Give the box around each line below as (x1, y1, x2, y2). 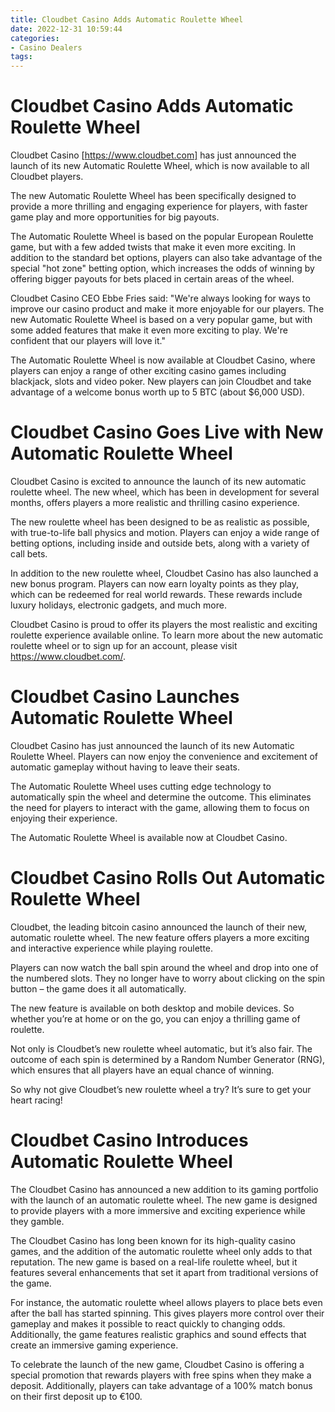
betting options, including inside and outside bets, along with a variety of (10, 537, 310, 549)
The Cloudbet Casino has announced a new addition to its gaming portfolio (10, 1183, 319, 1195)
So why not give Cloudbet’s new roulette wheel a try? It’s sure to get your (10, 1083, 312, 1095)
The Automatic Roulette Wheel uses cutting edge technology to (10, 780, 272, 792)
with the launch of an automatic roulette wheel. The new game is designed (10, 1194, 318, 1206)
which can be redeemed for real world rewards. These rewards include (10, 589, 303, 600)
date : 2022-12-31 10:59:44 (10, 24, 123, 34)
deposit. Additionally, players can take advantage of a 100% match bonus (10, 1379, 313, 1391)
